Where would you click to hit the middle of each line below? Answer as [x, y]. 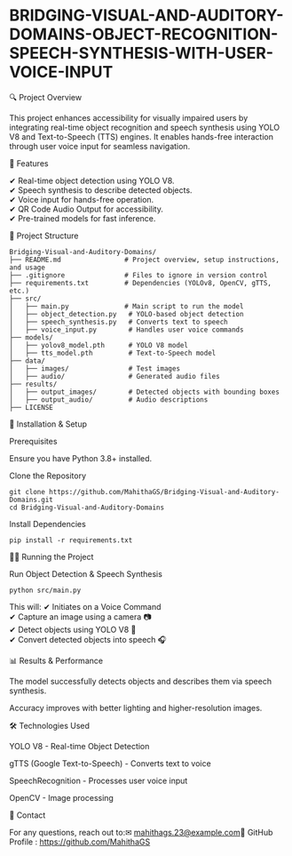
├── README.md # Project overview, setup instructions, [144, 260]
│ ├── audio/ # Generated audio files [114, 376]
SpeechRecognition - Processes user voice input [99, 780]
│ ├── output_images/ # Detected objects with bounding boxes [144, 392]
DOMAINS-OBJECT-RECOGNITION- [144, 34]
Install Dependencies [47, 524]
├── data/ [28, 361]
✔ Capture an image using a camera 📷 [81, 616]
